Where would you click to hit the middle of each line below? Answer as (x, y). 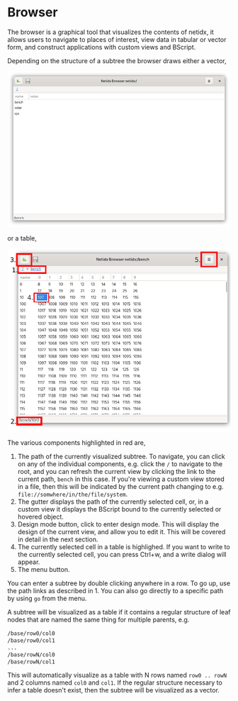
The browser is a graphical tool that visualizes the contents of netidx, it (110, 32)
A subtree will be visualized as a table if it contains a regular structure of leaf (119, 612)
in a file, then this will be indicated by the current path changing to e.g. (121, 486)
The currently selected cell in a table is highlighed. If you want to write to (124, 547)
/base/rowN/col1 (31, 662)
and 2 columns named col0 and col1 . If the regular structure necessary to (115, 683)
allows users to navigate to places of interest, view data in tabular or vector (117, 39)
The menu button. (44, 569)
